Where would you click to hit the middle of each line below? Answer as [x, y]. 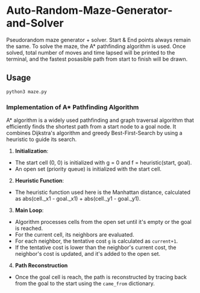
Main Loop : [29, 210]
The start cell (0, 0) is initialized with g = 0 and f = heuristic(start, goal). [103, 162]
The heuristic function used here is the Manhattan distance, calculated [103, 192]
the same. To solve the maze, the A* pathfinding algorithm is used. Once [96, 46]
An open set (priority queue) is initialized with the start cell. [88, 169]
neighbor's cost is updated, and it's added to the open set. [88, 253]
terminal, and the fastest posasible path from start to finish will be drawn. [97, 59]
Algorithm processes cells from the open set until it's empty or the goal [103, 222]
